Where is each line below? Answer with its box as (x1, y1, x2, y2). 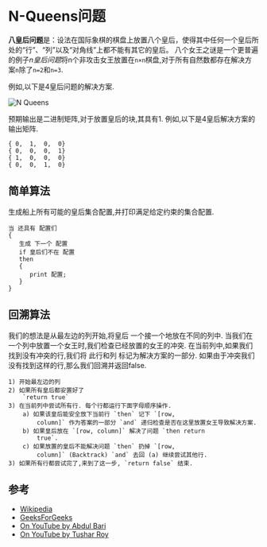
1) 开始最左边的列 (8, 378, 61, 386)
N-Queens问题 (8, 7, 106, 25)
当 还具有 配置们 (8, 224, 57, 232)
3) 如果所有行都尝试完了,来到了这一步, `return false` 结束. (8, 459, 193, 467)
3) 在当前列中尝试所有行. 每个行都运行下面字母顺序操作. (8, 402, 172, 409)
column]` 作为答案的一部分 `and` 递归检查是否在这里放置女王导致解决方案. (37, 418, 257, 426)
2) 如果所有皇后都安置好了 (8, 386, 85, 394)
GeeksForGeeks (19, 513, 73, 522)
